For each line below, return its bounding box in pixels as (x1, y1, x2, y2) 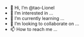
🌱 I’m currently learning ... (10, 15, 65, 21)
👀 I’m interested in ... (10, 10, 53, 16)
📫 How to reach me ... (10, 26, 58, 32)
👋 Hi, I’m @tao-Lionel (10, 5, 55, 10)
